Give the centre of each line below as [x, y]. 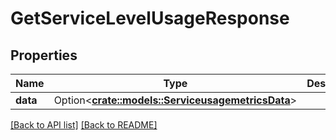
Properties [44, 55]
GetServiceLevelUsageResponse [150, 18]
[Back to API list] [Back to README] [84, 125]
